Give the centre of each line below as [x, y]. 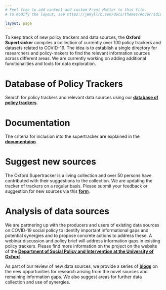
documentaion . [21, 142]
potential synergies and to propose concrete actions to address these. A [79, 235]
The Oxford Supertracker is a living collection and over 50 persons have [78, 175]
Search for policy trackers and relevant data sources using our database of [82, 98]
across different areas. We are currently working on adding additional [76, 58]
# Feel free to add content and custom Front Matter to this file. [76, 10]
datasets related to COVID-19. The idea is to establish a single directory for [81, 48]
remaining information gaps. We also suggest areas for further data [74, 277]
